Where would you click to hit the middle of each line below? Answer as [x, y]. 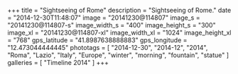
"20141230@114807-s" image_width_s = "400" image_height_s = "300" [112, 25]
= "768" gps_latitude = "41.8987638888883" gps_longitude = [97, 40]
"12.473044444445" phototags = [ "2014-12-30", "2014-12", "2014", [108, 48]
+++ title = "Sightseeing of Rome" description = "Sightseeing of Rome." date [119, 10]
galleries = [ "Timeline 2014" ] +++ [58, 62]
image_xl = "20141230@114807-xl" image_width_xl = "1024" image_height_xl [119, 32]
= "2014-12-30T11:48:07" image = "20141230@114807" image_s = [104, 18]
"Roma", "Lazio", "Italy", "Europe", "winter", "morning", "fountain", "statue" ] [118, 55]
